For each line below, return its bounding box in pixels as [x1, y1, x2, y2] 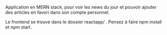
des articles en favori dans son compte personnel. [5, 9, 110, 15]
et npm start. [5, 24, 32, 30]
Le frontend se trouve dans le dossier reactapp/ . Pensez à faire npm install [5, 19, 162, 25]
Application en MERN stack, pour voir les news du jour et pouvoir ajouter [5, 4, 157, 10]
